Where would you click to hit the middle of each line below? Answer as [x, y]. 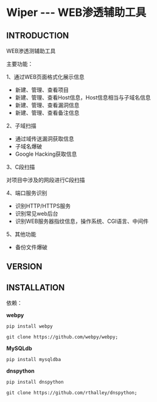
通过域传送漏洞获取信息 [44, 139]
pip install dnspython [35, 382]
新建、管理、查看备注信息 [47, 113]
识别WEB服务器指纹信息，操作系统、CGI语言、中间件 [82, 221]
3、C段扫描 [21, 167]
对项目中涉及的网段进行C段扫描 [46, 180]
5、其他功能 [21, 234]
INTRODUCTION [38, 35]
